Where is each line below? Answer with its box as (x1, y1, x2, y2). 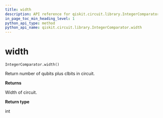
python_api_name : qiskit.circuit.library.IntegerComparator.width (5, 25, 142, 30)
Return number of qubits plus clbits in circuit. (5, 71, 95, 77)
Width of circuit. (5, 89, 37, 95)
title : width (5, 7, 32, 12)
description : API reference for (5, 12, 70, 17)
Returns (5, 80, 22, 86)
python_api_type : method (5, 20, 55, 26)
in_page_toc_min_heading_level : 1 (5, 16, 75, 21)
